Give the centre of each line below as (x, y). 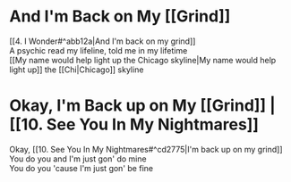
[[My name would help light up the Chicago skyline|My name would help (143, 60)
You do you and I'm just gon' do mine (78, 159)
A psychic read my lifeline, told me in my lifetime (98, 50)
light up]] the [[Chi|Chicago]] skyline (77, 70)
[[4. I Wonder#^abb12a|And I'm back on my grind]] (103, 41)
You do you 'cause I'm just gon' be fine (81, 168)
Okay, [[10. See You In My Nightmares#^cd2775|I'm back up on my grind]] (146, 149)
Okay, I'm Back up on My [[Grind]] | (142, 106)
